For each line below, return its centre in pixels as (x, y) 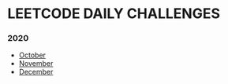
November (36, 64)
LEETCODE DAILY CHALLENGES (114, 14)
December (36, 72)
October (32, 55)
